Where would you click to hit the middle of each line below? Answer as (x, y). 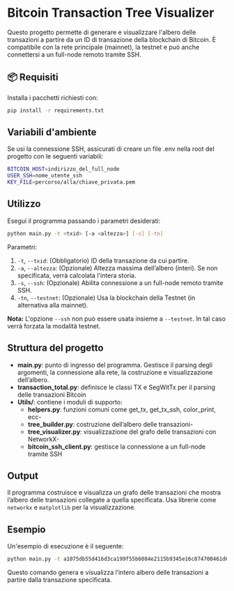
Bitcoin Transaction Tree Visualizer (111, 13)
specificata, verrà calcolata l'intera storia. (77, 275)
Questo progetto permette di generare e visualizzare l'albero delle (102, 32)
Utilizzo (24, 204)
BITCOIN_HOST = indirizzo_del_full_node (63, 169)
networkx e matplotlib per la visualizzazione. (71, 507)
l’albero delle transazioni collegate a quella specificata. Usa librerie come (112, 500)
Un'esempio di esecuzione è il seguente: (65, 546)
